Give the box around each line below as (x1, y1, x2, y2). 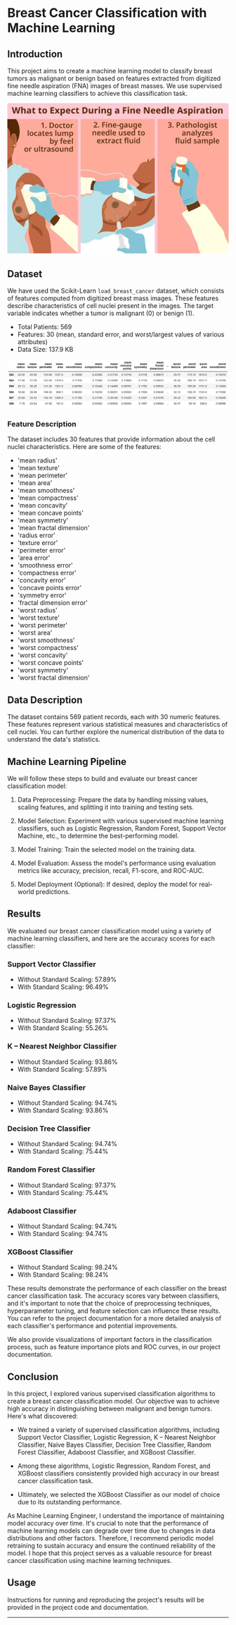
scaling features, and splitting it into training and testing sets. (17, 803, 195, 811)
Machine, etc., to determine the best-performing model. (17, 832, 179, 840)
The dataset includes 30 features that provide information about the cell (7, 435, 216, 443)
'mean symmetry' (17, 516, 69, 525)
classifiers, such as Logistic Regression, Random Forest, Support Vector (17, 824, 227, 833)
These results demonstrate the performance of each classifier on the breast (7, 1284, 227, 1293)
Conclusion (7, 1370, 59, 1382)
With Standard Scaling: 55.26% (17, 1024, 109, 1032)
